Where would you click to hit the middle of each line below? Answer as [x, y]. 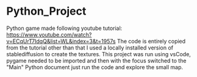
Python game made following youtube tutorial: [64, 28]
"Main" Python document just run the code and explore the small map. [95, 67]
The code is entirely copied [151, 41]
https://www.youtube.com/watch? [49, 34]
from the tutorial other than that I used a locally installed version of [90, 48]
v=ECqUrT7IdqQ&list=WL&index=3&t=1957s [61, 41]
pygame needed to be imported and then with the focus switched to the [96, 61]
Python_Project [46, 11]
